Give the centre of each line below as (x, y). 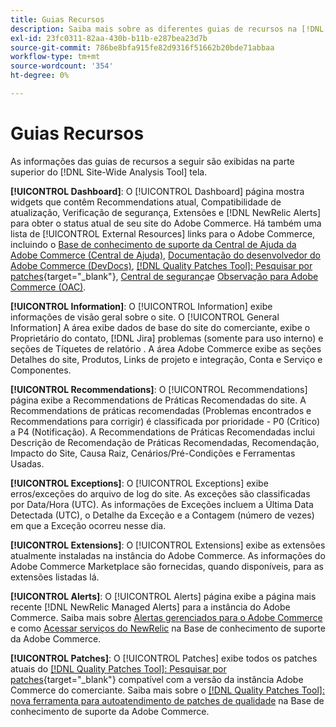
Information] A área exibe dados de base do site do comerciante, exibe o (160, 327)
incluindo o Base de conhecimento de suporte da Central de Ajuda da (153, 244)
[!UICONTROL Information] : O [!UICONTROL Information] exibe (141, 306)
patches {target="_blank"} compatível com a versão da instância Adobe (157, 679)
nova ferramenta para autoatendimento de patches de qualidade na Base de (167, 700)
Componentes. (41, 370)
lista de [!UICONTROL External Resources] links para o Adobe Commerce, (163, 233)
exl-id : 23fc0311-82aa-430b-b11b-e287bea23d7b (109, 38)
